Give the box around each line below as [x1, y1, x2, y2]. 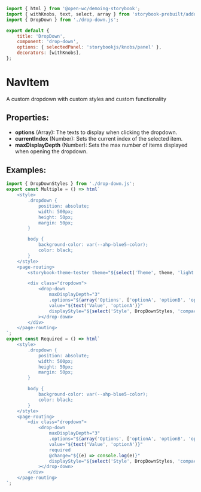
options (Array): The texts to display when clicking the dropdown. [14, 129, 178, 136]
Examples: [6, 165, 47, 175]
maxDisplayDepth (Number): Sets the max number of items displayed [14, 141, 188, 148]
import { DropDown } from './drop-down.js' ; [6, 17, 119, 23]
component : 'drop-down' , [17, 39, 79, 45]
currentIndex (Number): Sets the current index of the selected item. [14, 135, 183, 142]
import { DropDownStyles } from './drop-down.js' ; [6, 181, 135, 187]
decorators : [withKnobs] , [17, 50, 82, 56]
